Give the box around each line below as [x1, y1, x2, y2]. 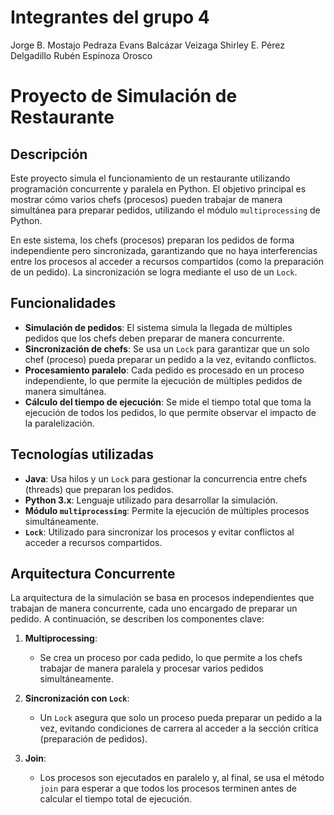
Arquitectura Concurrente [10, 565, 176, 582]
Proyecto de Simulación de [10, 85, 238, 108]
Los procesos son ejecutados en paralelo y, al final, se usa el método [39, 772, 325, 784]
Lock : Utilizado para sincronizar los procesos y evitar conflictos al [24, 526, 295, 538]
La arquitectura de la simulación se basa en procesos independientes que [10, 592, 315, 604]
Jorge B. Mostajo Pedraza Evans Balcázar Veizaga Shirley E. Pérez [10, 39, 285, 51]
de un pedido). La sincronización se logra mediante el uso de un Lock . [10, 266, 298, 278]
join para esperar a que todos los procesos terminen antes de [39, 782, 297, 795]
